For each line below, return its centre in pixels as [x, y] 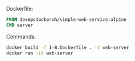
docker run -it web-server [40, 53]
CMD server [20, 25]
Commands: [21, 36]
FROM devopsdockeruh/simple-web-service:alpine [67, 20]
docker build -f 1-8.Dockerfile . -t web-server [68, 47]
